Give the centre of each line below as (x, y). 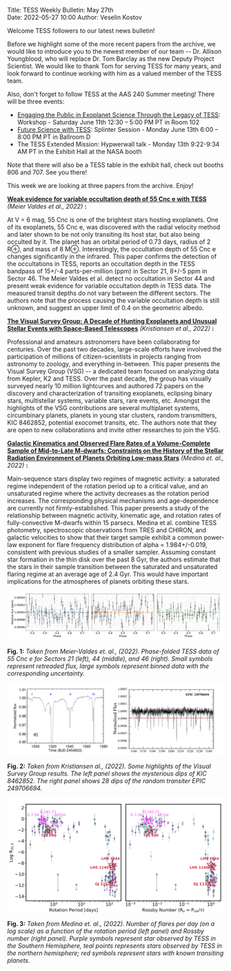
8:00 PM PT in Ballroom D (54, 137)
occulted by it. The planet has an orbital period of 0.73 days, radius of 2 (109, 242)
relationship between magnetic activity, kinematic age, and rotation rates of (114, 515)
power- (214, 537)
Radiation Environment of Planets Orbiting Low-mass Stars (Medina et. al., (115, 458)
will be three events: (36, 102)
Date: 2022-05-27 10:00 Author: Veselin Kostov (75, 17)
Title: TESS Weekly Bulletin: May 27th (60, 10)
